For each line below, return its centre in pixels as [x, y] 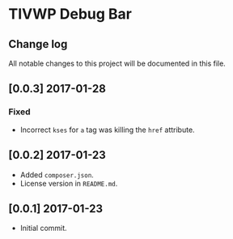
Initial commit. [43, 228]
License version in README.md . [69, 183]
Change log [38, 44]
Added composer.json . [57, 174]
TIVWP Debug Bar [70, 14]
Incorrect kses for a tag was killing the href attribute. [108, 130]
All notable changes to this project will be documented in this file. [117, 63]
